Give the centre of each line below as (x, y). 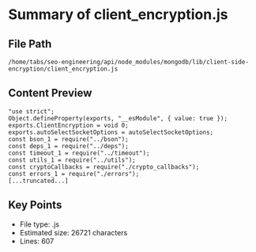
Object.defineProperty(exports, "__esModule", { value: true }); (118, 118)
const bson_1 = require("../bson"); (68, 139)
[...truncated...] (38, 181)
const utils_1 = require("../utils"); (72, 160)
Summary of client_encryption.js (118, 15)
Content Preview (50, 93)
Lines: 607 (37, 241)
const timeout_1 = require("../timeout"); (79, 153)
